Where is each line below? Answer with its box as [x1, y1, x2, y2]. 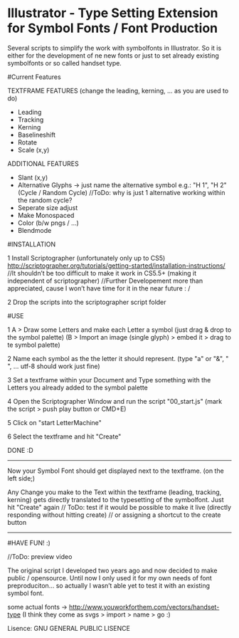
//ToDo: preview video [7, 552, 73, 560]
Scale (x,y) [17, 145, 50, 154]
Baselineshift [17, 130, 55, 139]
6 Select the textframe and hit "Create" [7, 432, 122, 441]
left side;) [7, 474, 36, 482]
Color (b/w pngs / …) [17, 219, 80, 227]
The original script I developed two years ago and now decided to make [7, 566, 218, 575]
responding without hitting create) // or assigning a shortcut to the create [7, 511, 222, 519]
